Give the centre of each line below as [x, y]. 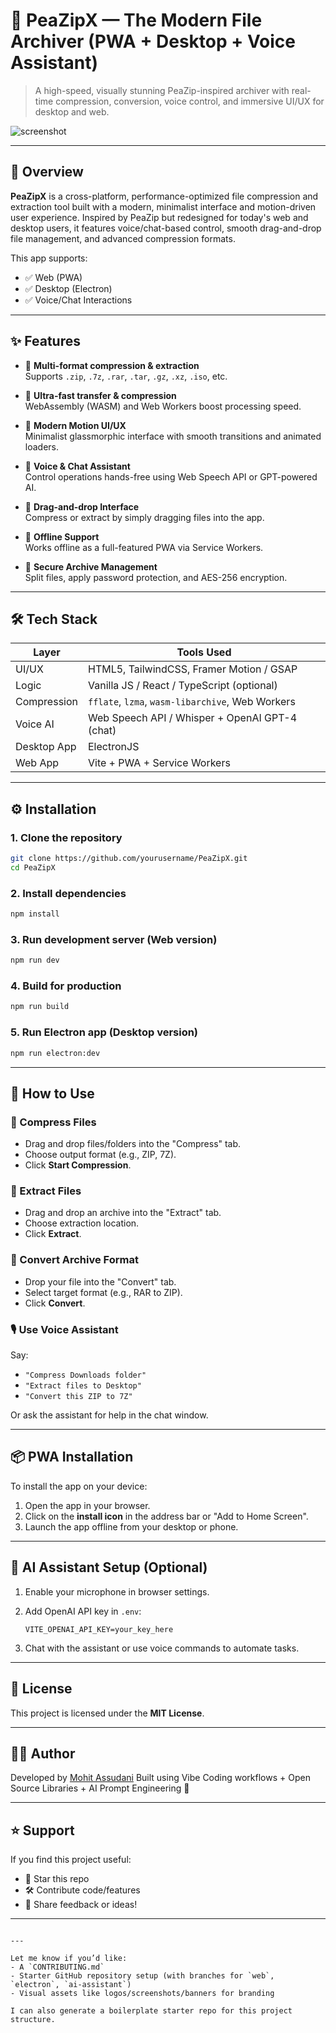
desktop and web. [72, 111]
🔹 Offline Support [62, 536]
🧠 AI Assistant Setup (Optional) [109, 1567]
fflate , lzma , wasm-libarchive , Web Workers [192, 702]
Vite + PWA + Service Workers [159, 763]
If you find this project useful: [71, 1860]
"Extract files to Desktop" [83, 1386]
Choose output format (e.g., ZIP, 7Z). [100, 1155]
